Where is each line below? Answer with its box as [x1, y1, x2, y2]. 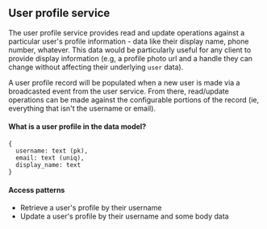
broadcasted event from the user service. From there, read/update [8, 86, 230, 96]
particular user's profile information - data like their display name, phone [8, 36, 249, 46]
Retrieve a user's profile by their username [19, 203, 162, 213]
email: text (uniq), [15, 154, 85, 162]
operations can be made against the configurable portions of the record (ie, [8, 94, 260, 104]
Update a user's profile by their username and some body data [19, 211, 229, 221]
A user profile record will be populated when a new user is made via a [8, 77, 240, 87]
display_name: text [15, 161, 81, 169]
